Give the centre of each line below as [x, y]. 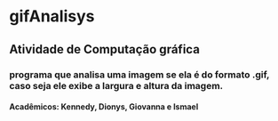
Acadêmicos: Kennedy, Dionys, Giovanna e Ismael [104, 107]
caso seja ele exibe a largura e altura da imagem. [116, 85]
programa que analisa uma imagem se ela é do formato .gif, [139, 75]
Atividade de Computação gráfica [104, 49]
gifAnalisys [52, 16]
